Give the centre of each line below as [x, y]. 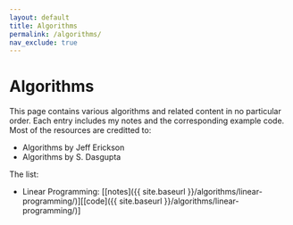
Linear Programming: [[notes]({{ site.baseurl [104, 192]
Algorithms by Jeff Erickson [73, 147]
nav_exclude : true [43, 42]
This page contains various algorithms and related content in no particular [145, 112]
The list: [24, 174]
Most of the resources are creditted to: [80, 130]
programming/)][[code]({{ [70, 201]
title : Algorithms [43, 26]
